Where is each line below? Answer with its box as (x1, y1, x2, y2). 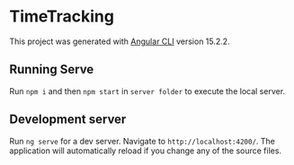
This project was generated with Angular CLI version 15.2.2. (9, 36, 231, 47)
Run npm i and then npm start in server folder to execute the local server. (9, 85, 286, 96)
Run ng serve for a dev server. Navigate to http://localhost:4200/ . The (9, 135, 276, 146)
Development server (9, 112, 127, 127)
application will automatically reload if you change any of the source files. (9, 145, 281, 156)
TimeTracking (9, 6, 115, 27)
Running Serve (9, 62, 94, 77)
